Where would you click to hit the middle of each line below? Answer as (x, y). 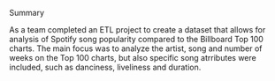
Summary (27, 13)
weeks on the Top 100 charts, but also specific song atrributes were (133, 58)
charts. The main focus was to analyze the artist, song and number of (136, 48)
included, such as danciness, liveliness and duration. (105, 67)
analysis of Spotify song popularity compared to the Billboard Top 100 (136, 39)
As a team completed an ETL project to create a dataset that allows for (137, 29)
